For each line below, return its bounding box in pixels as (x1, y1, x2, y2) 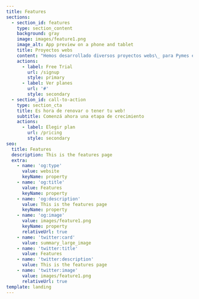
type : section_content (17, 25, 73, 31)
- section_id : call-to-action (11, 97, 86, 102)
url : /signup (27, 69, 60, 75)
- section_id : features (11, 20, 70, 25)
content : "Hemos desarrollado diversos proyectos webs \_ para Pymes (17, 53, 190, 59)
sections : (6, 14, 31, 20)
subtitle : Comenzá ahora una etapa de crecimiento (17, 113, 145, 119)
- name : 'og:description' (17, 196, 81, 202)
